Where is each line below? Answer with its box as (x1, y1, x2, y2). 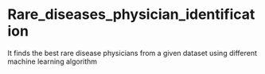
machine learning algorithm (7, 57, 97, 66)
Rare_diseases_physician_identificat (7, 6, 255, 24)
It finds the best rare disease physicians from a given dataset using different (7, 48, 258, 57)
